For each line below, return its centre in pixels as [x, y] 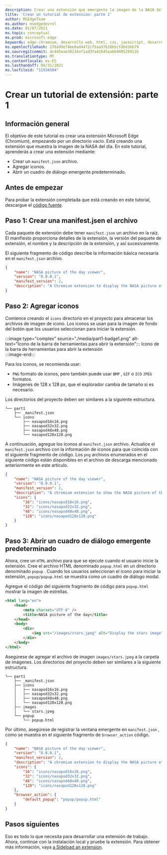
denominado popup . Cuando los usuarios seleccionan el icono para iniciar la [83, 571]
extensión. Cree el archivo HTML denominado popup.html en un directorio [81, 566]
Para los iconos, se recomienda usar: [43, 364]
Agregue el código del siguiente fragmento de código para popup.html [77, 586]
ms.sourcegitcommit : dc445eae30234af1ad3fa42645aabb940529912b [72, 51]
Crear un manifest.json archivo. [45, 161]
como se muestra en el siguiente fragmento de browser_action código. [78, 735]
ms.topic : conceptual [28, 33]
